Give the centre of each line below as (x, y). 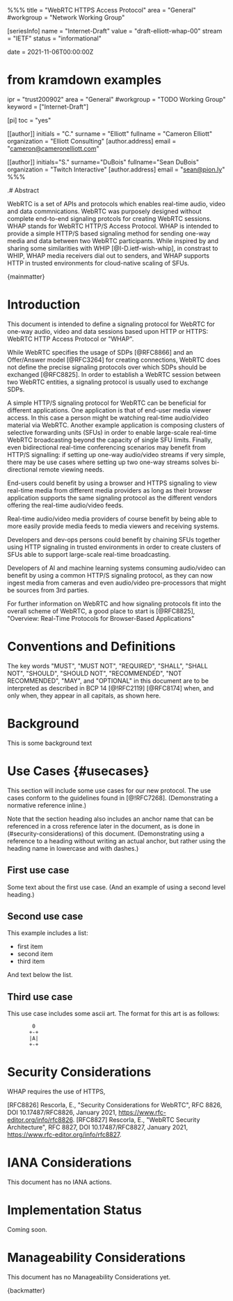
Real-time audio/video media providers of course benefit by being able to (112, 518)
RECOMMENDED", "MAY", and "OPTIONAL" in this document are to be (108, 680)
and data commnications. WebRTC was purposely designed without (104, 211)
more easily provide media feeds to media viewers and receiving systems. (113, 526)
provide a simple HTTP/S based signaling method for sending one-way (109, 233)
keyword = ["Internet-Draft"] (48, 107)
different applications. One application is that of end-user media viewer (109, 410)
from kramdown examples (85, 80)
